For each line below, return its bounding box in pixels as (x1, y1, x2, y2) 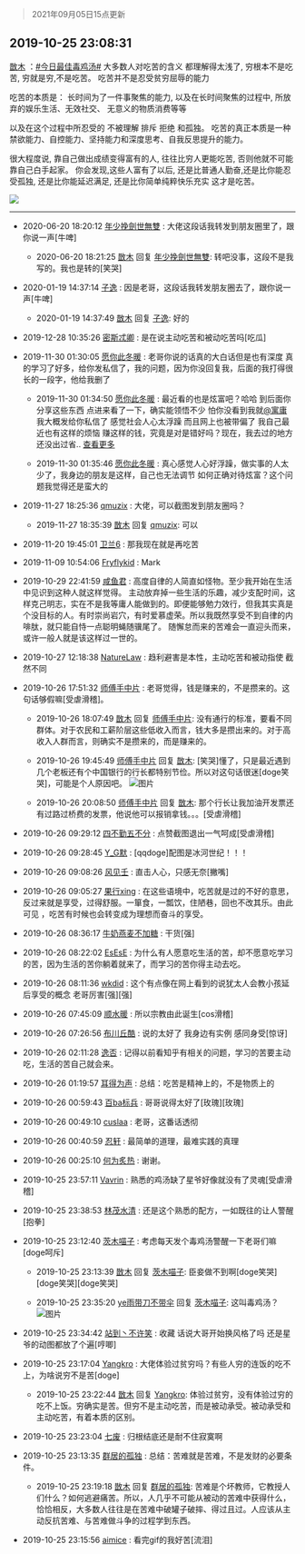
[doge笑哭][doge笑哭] (35, 1277, 119, 1289)
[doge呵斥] (22, 1247, 64, 1258)
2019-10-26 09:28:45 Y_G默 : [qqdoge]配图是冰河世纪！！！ (22, 847, 249, 858)
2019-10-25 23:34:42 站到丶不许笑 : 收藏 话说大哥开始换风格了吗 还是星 (22, 1327, 291, 1339)
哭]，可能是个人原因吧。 (35, 777, 127, 789)
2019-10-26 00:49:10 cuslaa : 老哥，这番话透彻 (22, 1116, 199, 1127)
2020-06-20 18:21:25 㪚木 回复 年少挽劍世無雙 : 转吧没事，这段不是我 (35, 251, 294, 262)
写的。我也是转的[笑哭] (35, 263, 123, 274)
